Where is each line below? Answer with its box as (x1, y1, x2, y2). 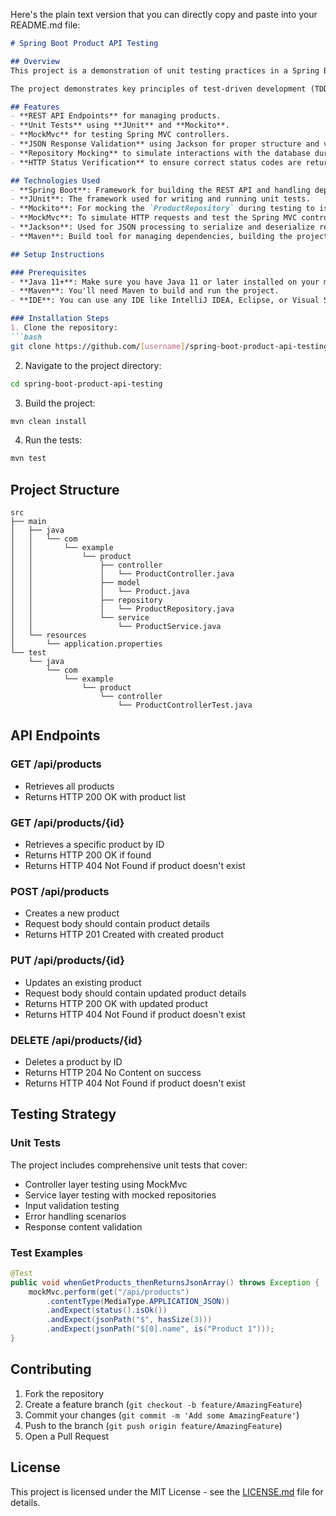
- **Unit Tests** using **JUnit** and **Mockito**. (10, 120, 230, 131)
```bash (10, 332, 43, 342)
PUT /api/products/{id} (10, 954, 125, 968)
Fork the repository (24, 1387, 105, 1399)
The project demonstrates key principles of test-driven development (10, 84, 307, 94)
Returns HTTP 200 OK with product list (24, 790, 187, 803)
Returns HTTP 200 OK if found (24, 849, 152, 861)
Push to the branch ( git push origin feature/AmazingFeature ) (24, 1419, 283, 1431)
